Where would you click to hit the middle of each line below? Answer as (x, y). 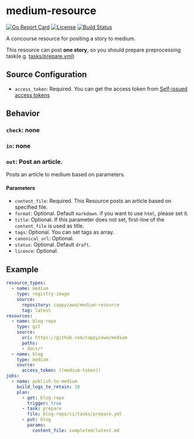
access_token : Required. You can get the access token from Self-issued (101, 89)
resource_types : (26, 283)
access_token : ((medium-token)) (61, 371)
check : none (23, 130)
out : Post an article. (34, 162)
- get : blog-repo (43, 398)
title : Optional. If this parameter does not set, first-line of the (89, 220)
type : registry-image (43, 294)
